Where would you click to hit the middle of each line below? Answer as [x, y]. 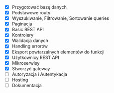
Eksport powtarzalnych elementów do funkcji [58, 52]
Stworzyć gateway [31, 68]
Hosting [20, 80]
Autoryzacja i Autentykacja [40, 74]
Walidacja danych [30, 41]
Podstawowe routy [31, 13]
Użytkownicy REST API [35, 57]
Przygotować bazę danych [39, 7]
